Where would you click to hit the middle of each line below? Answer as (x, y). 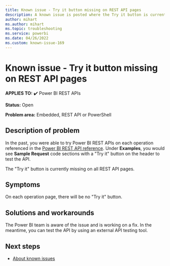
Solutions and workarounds (50, 213)
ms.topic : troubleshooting (34, 29)
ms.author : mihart (25, 24)
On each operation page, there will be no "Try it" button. (64, 197)
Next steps (23, 246)
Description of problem (42, 130)
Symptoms (23, 185)
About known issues (34, 258)
